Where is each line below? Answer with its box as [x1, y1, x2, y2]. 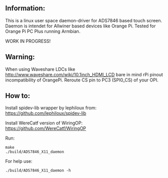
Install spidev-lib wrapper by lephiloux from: [5, 105, 97, 111]
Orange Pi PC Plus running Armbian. [5, 28, 81, 34]
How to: [5, 92, 30, 100]
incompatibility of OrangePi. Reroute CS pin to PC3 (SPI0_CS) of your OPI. [5, 77, 159, 83]
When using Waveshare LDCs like [5, 66, 76, 72]
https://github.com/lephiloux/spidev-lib [5, 110, 87, 116]
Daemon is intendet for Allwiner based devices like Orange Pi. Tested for [5, 23, 156, 29]
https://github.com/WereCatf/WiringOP [5, 125, 87, 131]
